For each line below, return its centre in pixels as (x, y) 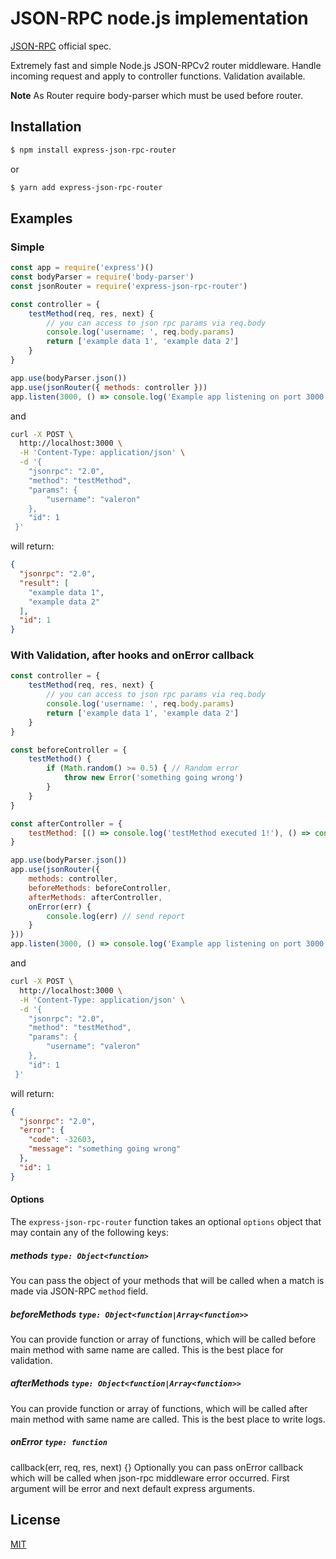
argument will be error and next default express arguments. (132, 1488)
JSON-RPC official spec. (61, 46)
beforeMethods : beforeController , (100, 888)
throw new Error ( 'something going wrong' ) (153, 778)
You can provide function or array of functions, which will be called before (163, 1339)
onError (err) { (60, 907)
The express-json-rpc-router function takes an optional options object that (166, 1221)
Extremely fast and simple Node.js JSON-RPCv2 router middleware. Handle (166, 65)
